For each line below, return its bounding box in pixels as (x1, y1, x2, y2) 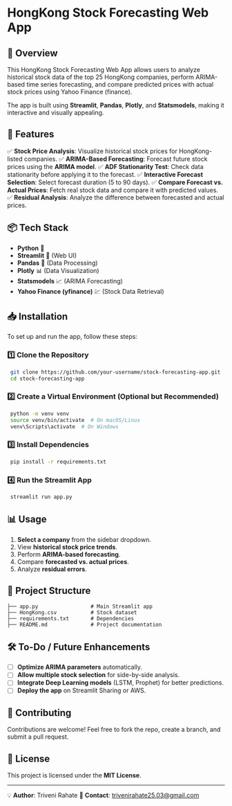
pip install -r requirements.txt (10, 458, 107, 465)
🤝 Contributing (7, 707, 72, 719)
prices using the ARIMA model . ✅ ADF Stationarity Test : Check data (7, 162, 204, 170)
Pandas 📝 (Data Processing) (17, 259, 98, 267)
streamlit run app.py (10, 493, 72, 500)
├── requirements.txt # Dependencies (7, 615, 135, 622)
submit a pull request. (7, 733, 69, 741)
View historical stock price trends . (17, 543, 117, 551)
